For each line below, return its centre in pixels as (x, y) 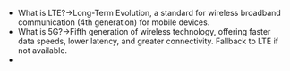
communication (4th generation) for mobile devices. (114, 22)
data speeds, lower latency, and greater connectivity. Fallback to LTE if (148, 41)
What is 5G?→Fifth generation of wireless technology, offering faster (144, 32)
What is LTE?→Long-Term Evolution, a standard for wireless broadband (149, 13)
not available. (43, 51)
